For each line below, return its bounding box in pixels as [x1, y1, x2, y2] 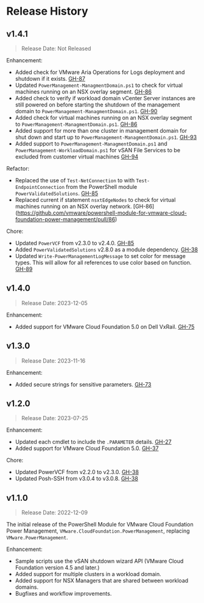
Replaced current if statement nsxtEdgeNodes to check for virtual [15, 196, 176, 203]
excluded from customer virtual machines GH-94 [15, 153, 139, 160]
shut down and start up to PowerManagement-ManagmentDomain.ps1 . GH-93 [15, 133, 197, 141]
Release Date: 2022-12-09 [21, 509, 88, 516]
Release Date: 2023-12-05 [21, 299, 88, 306]
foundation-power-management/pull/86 [15, 216, 116, 223]
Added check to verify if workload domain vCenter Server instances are [15, 95, 196, 102]
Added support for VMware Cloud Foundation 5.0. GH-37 [15, 445, 159, 452]
